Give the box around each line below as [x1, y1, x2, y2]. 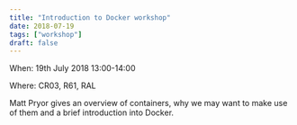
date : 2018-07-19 [9, 22, 75, 31]
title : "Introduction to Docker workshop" [9, 13, 171, 22]
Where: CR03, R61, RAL [9, 80, 96, 91]
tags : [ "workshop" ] [9, 30, 83, 39]
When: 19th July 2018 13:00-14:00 [9, 63, 136, 74]
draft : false [9, 38, 58, 48]
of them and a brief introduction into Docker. [9, 107, 174, 118]
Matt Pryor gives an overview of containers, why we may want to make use [9, 98, 288, 109]
